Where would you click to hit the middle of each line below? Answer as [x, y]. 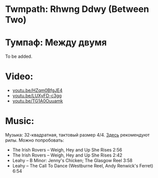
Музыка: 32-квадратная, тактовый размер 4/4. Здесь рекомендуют [78, 135]
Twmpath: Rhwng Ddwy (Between [77, 9]
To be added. [19, 56]
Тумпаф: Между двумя [56, 43]
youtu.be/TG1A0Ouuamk [38, 101]
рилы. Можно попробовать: [35, 140]
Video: [19, 77]
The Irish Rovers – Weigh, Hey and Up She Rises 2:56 [67, 150]
